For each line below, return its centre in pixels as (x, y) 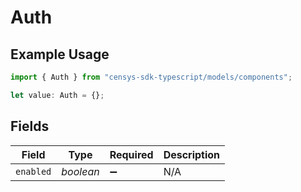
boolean (80, 171)
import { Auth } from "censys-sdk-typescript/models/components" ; (151, 77)
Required (131, 154)
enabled (33, 171)
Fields (30, 126)
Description (192, 154)
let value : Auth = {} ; (57, 95)
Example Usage (60, 54)
